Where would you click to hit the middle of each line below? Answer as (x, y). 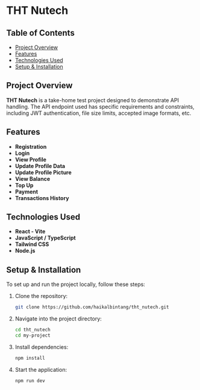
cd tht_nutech (33, 330)
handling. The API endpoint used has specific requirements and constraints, (100, 106)
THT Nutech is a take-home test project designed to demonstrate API (93, 100)
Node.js (25, 251)
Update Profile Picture (43, 172)
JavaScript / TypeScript (45, 238)
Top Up (24, 185)
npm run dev (30, 381)
